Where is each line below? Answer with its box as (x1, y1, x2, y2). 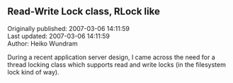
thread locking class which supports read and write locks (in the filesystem (7, 60, 227, 69)
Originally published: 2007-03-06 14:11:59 (7, 24, 130, 32)
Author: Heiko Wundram (7, 39, 78, 48)
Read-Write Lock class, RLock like (7, 6, 161, 18)
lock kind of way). (7, 68, 59, 76)
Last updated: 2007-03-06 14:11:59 (7, 32, 110, 40)
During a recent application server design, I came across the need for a (7, 53, 215, 61)
